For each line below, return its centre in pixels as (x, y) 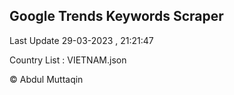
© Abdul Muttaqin (46, 79)
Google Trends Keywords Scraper (116, 16)
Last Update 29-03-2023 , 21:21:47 (81, 40)
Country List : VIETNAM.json (68, 60)
